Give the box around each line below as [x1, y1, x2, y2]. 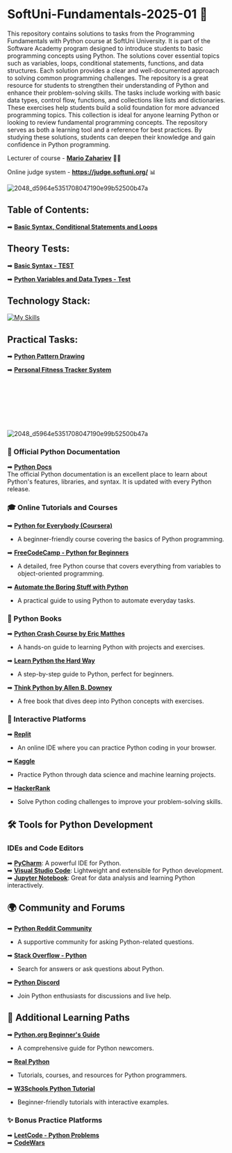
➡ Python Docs [7, 463, 52, 471]
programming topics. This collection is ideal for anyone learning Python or [7, 111, 219, 119]
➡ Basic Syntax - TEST [7, 261, 74, 270]
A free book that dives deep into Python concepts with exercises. [17, 697, 205, 706]
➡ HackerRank [7, 784, 51, 793]
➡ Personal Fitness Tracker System [7, 366, 112, 374]
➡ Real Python [7, 1057, 50, 1065]
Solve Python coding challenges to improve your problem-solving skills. [17, 798, 223, 806]
